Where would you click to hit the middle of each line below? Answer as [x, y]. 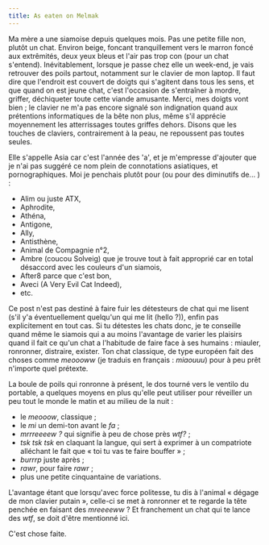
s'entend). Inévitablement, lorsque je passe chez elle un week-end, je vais [131, 64]
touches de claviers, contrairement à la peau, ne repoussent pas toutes [126, 133]
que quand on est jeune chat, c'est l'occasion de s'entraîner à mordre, [125, 90]
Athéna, [33, 215]
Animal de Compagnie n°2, [65, 250]
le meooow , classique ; [58, 417]
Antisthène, [39, 241]
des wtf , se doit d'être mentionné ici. [69, 518]
